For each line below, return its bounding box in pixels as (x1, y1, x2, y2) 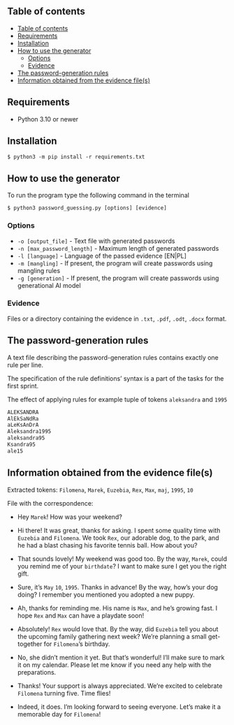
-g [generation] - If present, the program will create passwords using (17, 274, 219, 282)
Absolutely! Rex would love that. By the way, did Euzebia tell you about (17, 624, 219, 633)
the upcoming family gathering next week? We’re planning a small (17, 632, 207, 640)
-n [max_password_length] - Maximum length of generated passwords (17, 244, 219, 252)
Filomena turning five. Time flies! (17, 689, 111, 697)
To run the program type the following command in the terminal (7, 191, 190, 200)
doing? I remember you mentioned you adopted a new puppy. (17, 590, 195, 599)
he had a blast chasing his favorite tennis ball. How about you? (17, 541, 198, 549)
